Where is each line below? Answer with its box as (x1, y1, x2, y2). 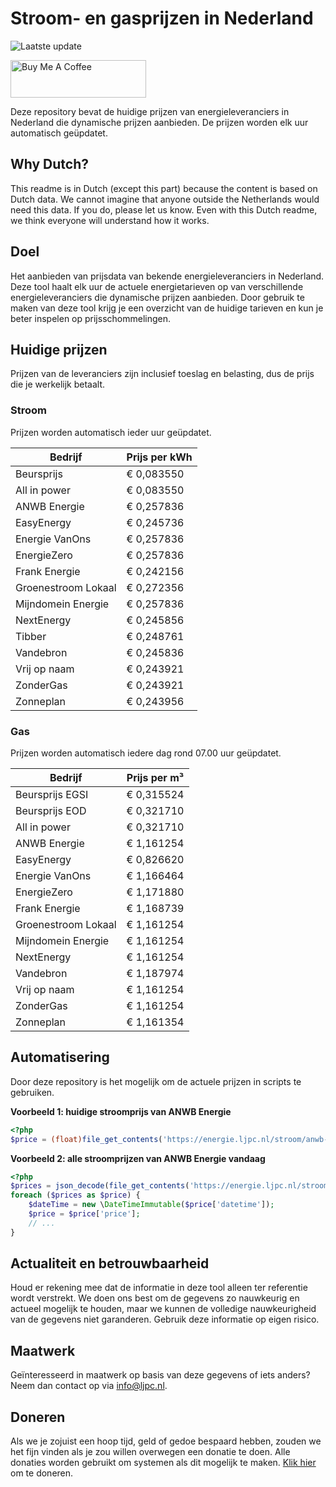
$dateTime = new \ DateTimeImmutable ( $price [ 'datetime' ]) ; (28, 1200, 275, 1210)
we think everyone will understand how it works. (10, 214, 210, 226)
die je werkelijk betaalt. (10, 378, 106, 391)
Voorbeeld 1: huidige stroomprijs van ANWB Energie (10, 1105, 232, 1117)
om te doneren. (10, 1467, 74, 1479)
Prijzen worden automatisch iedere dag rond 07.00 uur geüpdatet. (10, 747, 282, 759)
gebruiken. (10, 1086, 55, 1098)
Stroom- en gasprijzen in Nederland (10, 7, 314, 30)
